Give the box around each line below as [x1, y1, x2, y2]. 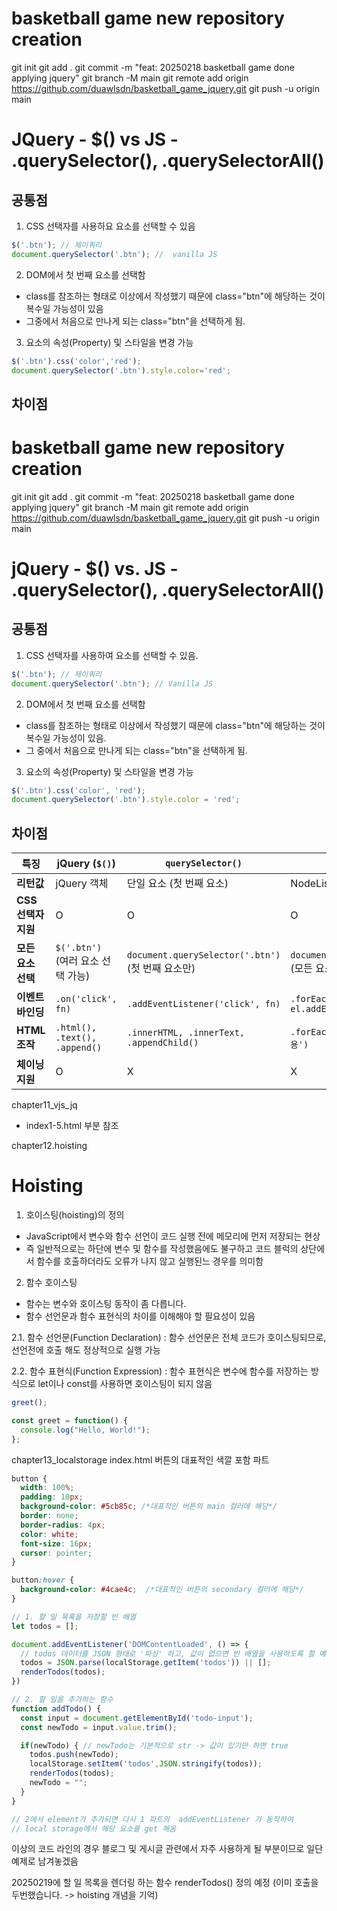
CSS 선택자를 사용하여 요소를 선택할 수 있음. [25, 649, 199, 661]
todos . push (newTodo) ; [29, 1750, 119, 1760]
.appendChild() [126, 1037, 199, 1049]
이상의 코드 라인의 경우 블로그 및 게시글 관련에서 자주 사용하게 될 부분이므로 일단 [11, 1843, 324, 1855]
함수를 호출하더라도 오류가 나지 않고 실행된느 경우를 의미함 [36, 1255, 264, 1267]
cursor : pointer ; [20, 1548, 93, 1558]
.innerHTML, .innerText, [126, 1027, 246, 1039]
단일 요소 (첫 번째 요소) [126, 877, 229, 891]
